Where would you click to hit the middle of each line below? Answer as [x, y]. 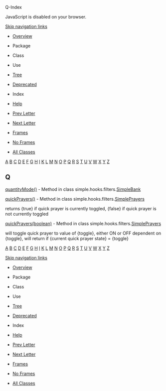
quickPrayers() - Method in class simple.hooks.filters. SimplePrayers [75, 199]
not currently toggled [27, 214]
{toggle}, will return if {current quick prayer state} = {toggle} [67, 238]
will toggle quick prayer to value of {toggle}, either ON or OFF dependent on [83, 233]
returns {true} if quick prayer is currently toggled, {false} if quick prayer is [81, 208]
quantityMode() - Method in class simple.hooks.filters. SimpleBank [73, 189]
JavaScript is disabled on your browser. [46, 17]
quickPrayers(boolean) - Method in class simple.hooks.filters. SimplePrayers [83, 223]
